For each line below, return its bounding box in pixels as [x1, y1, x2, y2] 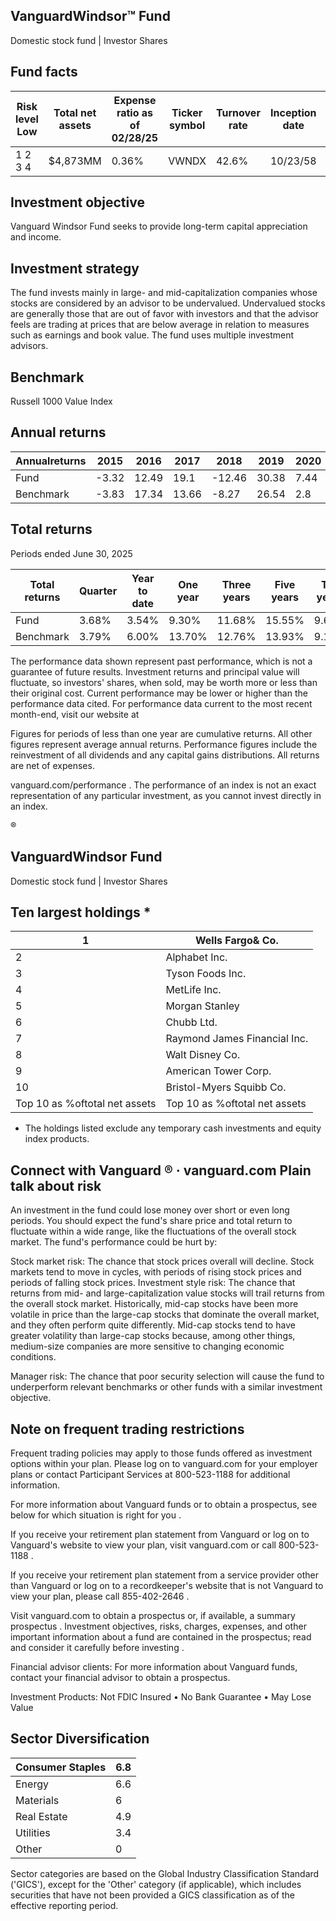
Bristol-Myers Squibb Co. [165, 1080, 287, 1094]
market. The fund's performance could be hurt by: [10, 1236, 218, 1248]
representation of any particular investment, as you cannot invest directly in [10, 789, 322, 801]
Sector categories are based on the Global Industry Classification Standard [10, 1867, 320, 1879]
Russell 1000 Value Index [10, 395, 113, 408]
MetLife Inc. [165, 983, 222, 997]
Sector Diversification [10, 1730, 150, 1748]
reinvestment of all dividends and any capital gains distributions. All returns [10, 749, 320, 761]
